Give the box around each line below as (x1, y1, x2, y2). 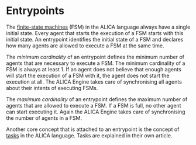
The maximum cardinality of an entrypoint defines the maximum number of (6, 95, 188, 103)
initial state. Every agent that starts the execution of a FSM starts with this (6, 29, 184, 36)
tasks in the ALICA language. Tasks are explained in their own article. (6, 132, 173, 139)
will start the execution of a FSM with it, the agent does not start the (6, 72, 170, 79)
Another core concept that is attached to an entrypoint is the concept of (6, 126, 180, 133)
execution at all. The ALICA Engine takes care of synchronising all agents (6, 78, 183, 85)
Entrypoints (6, 4, 64, 18)
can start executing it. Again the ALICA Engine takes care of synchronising (6, 108, 185, 115)
